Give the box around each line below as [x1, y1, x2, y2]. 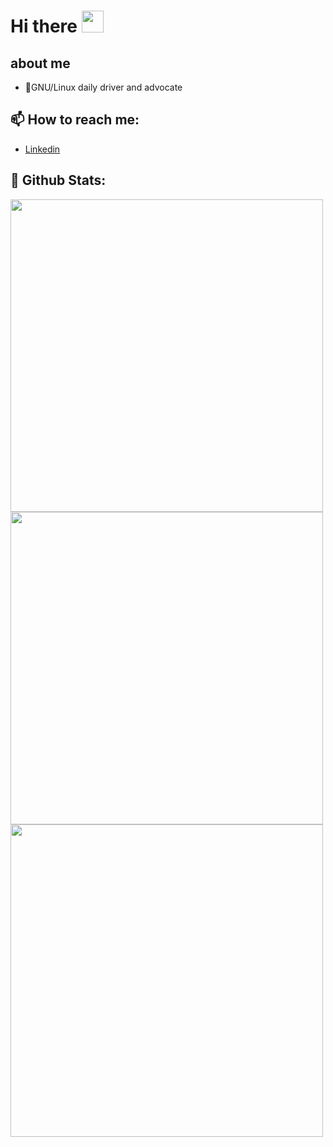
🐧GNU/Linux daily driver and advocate [24, 81, 183, 93]
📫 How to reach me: [10, 111, 140, 129]
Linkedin [24, 143, 61, 155]
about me [10, 55, 71, 72]
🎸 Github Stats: [10, 172, 107, 189]
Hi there [10, 15, 78, 38]
